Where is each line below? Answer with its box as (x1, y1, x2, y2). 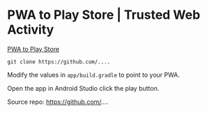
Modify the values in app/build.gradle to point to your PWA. (7, 70, 180, 79)
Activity (7, 22, 54, 38)
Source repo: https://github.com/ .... (7, 98, 109, 106)
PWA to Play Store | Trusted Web (7, 7, 201, 23)
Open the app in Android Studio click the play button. (7, 84, 160, 92)
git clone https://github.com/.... (7, 58, 111, 66)
